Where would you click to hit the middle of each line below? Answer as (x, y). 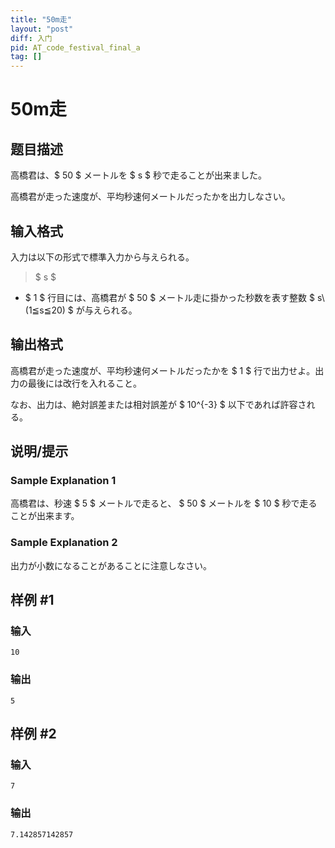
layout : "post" (42, 29)
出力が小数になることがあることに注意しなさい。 (111, 565)
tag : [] (26, 57)
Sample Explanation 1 (63, 481)
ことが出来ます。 (45, 516)
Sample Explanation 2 (64, 543)
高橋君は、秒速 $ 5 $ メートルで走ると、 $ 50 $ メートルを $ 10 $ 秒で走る (164, 503)
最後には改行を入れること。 (84, 383)
